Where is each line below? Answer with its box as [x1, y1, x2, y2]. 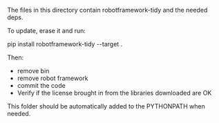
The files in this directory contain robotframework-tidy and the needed [7, 6, 208, 14]
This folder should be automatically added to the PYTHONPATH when [7, 102, 205, 110]
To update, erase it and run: [7, 27, 86, 35]
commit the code [17, 82, 66, 89]
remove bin [17, 67, 50, 75]
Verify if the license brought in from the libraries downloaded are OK [17, 89, 212, 97]
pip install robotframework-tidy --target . [7, 40, 123, 48]
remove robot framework [17, 74, 88, 82]
